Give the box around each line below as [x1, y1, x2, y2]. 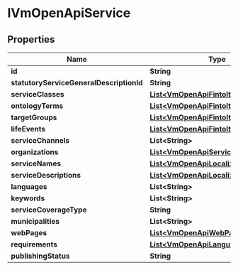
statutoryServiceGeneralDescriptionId [11, 78, 143, 87]
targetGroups [11, 112, 57, 122]
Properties [7, 33, 55, 45]
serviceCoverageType [11, 205, 87, 215]
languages [11, 182, 47, 191]
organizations [11, 147, 59, 157]
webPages [11, 228, 47, 237]
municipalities [11, 217, 60, 226]
